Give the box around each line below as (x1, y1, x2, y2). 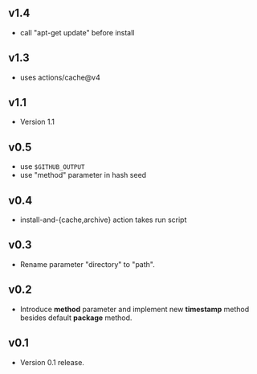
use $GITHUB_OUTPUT (19, 162, 85, 171)
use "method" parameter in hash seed (19, 171, 147, 180)
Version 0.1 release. (19, 357, 84, 367)
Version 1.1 (19, 117, 55, 127)
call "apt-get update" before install (19, 27, 135, 37)
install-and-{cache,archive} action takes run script (19, 215, 187, 224)
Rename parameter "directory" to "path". (19, 259, 155, 269)
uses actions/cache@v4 (19, 72, 100, 82)
